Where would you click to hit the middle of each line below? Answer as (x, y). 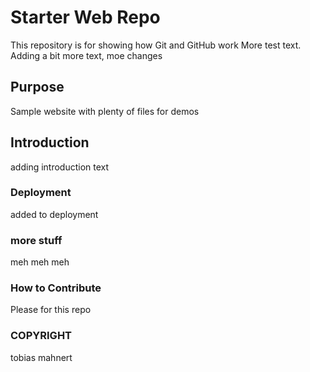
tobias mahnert (41, 357)
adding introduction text (60, 167)
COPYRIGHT (41, 336)
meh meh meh (40, 262)
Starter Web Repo (85, 17)
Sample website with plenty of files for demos (105, 111)
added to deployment (54, 214)
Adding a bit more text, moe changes (86, 55)
